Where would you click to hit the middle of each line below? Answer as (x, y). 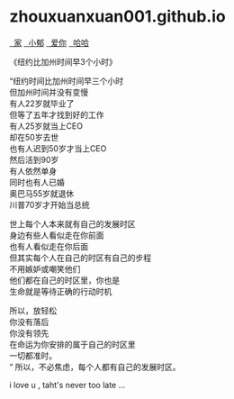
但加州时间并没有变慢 (49, 92)
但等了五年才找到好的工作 (57, 114)
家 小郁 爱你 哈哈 (51, 42)
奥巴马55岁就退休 (42, 193)
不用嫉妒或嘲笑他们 (45, 268)
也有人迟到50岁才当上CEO (58, 148)
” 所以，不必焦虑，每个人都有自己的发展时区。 (95, 367)
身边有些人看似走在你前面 (57, 235)
